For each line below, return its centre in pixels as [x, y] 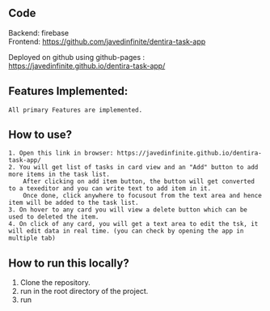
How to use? [40, 135]
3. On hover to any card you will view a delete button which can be [128, 210]
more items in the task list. [59, 175]
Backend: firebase [39, 32]
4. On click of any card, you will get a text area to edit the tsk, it [133, 224]
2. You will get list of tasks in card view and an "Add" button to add [133, 168]
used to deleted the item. [54, 217]
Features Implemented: [68, 91]
